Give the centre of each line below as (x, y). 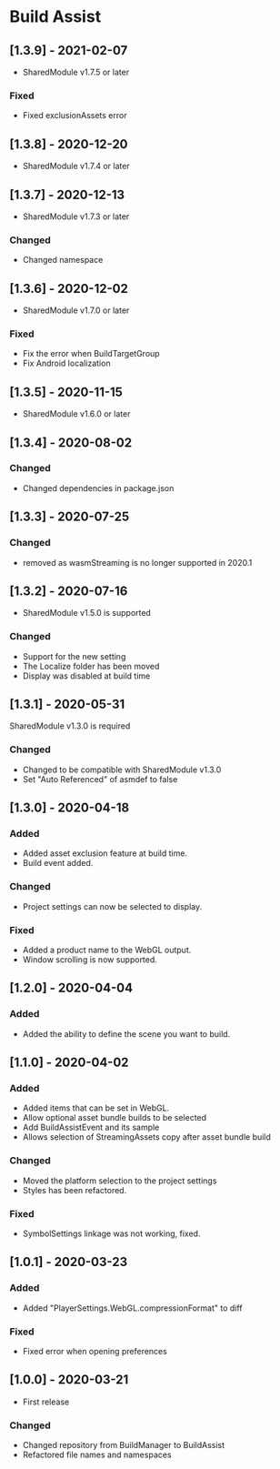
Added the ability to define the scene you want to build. (126, 1033)
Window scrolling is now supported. (90, 960)
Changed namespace (63, 260)
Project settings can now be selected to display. (112, 906)
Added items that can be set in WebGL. (96, 1108)
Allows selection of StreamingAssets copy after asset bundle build (146, 1137)
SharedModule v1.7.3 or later (76, 216)
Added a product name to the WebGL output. (107, 950)
